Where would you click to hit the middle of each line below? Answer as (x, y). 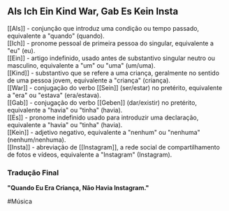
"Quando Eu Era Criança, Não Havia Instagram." (78, 188)
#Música (20, 201)
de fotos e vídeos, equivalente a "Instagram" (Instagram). (90, 154)
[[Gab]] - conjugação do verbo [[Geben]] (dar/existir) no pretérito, (102, 102)
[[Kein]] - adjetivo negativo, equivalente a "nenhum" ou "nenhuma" (104, 132)
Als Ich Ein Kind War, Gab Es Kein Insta (93, 12)
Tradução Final (33, 173)
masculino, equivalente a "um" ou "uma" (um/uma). (81, 65)
